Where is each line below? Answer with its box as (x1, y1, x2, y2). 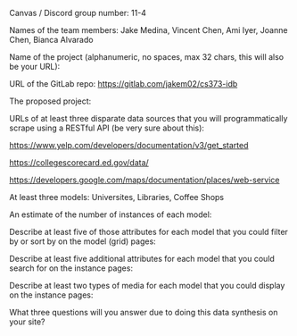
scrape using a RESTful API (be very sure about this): (9, 122, 205, 133)
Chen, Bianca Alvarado (9, 35, 94, 45)
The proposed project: (9, 96, 92, 106)
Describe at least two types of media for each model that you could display (9, 281, 285, 290)
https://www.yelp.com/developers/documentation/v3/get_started (9, 140, 249, 150)
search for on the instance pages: (9, 263, 134, 273)
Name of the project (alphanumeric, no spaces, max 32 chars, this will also (9, 52, 284, 62)
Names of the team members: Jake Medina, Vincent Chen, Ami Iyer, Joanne (9, 25, 288, 35)
